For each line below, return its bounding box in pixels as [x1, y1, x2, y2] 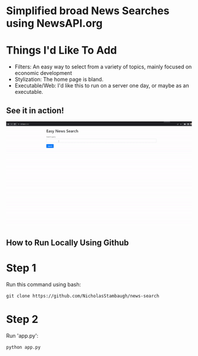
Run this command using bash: [6, 281, 81, 288]
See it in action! [6, 105, 64, 116]
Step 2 [6, 313, 38, 326]
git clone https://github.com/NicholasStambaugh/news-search [6, 293, 160, 299]
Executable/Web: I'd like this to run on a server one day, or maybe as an [14, 82, 190, 89]
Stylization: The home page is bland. [14, 76, 104, 83]
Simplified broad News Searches [6, 4, 170, 18]
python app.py [6, 344, 41, 351]
